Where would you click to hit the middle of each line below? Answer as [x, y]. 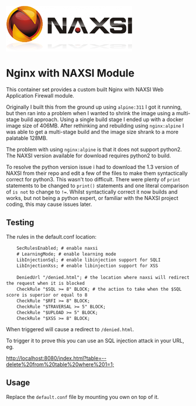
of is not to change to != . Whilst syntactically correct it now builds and [92, 192]
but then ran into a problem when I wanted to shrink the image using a [91, 113]
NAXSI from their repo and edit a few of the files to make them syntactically [97, 173]
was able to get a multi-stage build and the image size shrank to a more [92, 132]
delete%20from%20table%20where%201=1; [60, 364]
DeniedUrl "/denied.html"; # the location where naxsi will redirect [103, 277]
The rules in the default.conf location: [51, 236]
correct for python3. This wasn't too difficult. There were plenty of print [93, 179]
